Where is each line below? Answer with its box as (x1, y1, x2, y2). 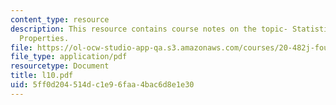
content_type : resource (10, 14, 110, 25)
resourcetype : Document (10, 61, 110, 71)
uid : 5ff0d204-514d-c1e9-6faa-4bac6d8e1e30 (10, 80, 195, 90)
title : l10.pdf (10, 71, 74, 81)
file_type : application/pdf (10, 52, 128, 62)
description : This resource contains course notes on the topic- (10, 24, 288, 34)
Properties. (19, 33, 70, 43)
